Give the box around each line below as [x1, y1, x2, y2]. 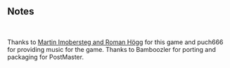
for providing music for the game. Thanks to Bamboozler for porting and [7, 45, 217, 53]
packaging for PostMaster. [7, 53, 84, 61]
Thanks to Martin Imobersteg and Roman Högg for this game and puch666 [7, 38, 224, 46]
